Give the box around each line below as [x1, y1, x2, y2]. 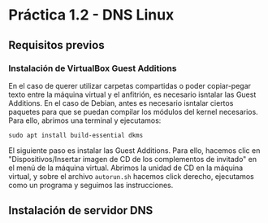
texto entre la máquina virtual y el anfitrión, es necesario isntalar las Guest [8, 90, 257, 99]
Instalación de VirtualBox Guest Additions [8, 63, 177, 74]
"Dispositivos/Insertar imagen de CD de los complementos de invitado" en [8, 154, 257, 164]
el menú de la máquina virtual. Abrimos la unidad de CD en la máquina [8, 163, 244, 173]
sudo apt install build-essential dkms [8, 131, 144, 139]
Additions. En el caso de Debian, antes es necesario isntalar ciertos [8, 98, 234, 107]
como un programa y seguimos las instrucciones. [8, 180, 174, 190]
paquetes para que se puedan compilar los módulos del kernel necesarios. [8, 107, 258, 116]
